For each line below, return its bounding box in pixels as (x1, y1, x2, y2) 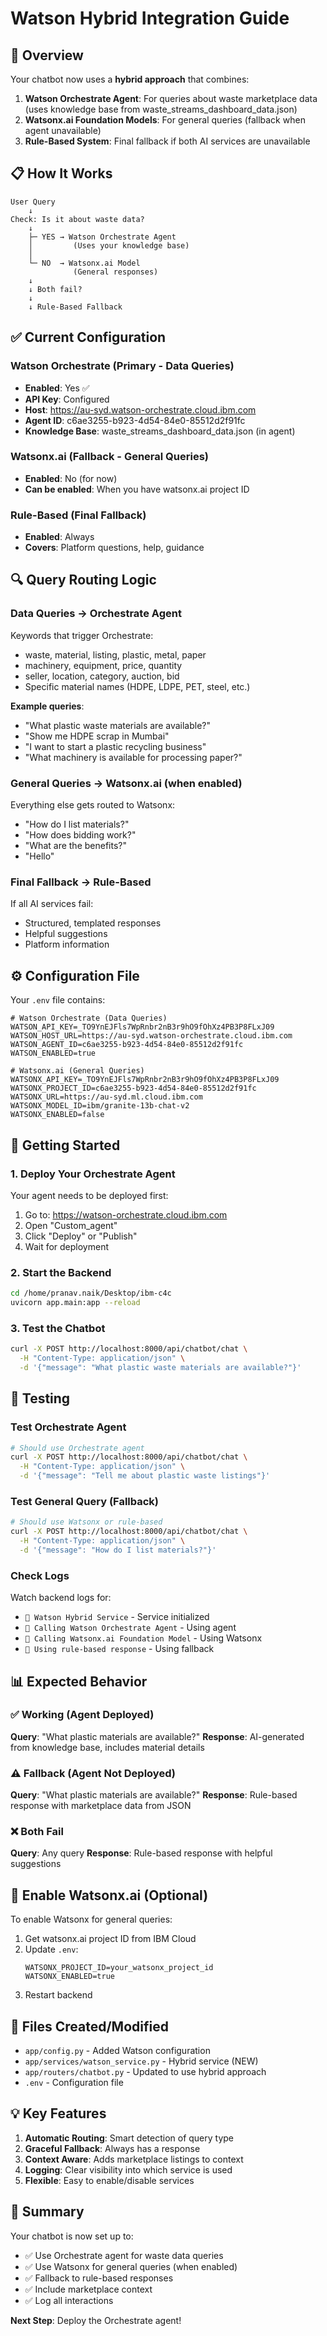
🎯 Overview (10, 47, 84, 64)
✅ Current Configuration (10, 329, 167, 346)
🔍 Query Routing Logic (10, 572, 157, 589)
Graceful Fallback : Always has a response (24, 2142, 201, 2154)
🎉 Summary (10, 2203, 85, 2221)
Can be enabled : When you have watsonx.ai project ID (24, 483, 250, 495)
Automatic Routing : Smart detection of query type (24, 2132, 235, 2144)
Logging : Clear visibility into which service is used (24, 2163, 233, 2176)
